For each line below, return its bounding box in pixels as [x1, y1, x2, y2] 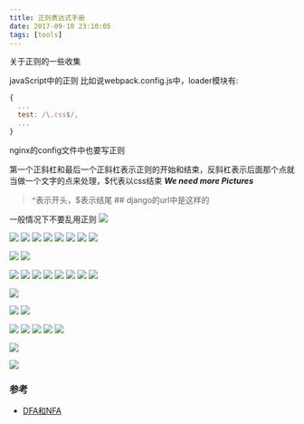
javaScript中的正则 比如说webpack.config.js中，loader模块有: [9, 75, 239, 86]
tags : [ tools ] [9, 30, 63, 39]
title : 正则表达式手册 [9, 13, 86, 23]
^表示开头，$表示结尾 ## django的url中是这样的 [31, 194, 210, 205]
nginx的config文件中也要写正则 [9, 144, 125, 155]
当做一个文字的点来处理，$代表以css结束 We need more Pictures [9, 175, 254, 186]
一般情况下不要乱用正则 [9, 214, 97, 225]
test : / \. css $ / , [17, 111, 79, 120]
